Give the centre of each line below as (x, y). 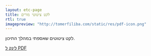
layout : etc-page (24, 10)
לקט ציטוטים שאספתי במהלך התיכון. (40, 38)
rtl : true (16, 19)
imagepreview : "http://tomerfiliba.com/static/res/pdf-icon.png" (76, 24)
